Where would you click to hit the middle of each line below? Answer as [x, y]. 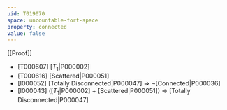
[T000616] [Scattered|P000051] [63, 76]
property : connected [37, 27]
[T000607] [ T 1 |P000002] [53, 68]
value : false [26, 33]
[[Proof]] [20, 53]
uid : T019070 [26, 14]
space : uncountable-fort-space [53, 20]
